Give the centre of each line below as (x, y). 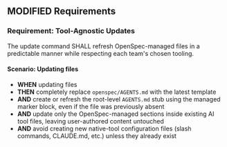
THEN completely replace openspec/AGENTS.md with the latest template (117, 92)
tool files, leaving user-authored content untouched (91, 121)
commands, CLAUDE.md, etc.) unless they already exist (97, 136)
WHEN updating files (47, 84)
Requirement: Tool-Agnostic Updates (71, 31)
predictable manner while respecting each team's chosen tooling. (101, 53)
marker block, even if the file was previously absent (91, 106)
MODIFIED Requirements (62, 11)
